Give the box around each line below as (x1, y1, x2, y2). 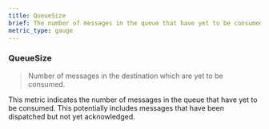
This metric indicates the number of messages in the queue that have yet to (8, 95, 258, 104)
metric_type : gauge (8, 26, 74, 34)
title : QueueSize (8, 11, 66, 20)
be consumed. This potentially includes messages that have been (8, 103, 224, 112)
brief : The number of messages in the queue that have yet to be (8, 19, 231, 27)
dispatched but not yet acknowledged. (8, 111, 136, 121)
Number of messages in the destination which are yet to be (27, 71, 223, 80)
